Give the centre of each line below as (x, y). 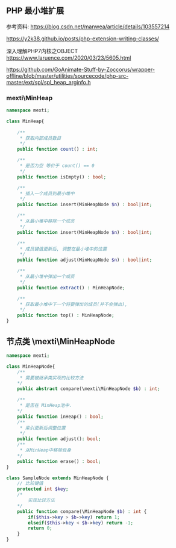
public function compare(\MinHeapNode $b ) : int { (82, 511)
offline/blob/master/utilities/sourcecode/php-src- (68, 76)
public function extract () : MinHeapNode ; (71, 288)
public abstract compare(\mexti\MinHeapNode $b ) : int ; (89, 389)
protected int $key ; (43, 489)
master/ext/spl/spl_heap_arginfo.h (49, 82)
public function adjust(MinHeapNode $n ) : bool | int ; (85, 260)
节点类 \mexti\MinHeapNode (61, 342)
